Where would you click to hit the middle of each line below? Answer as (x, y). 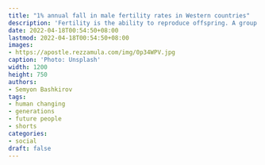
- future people (35, 119)
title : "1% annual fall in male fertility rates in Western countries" (129, 15)
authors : (23, 82)
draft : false (30, 148)
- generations (32, 112)
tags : (17, 97)
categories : (28, 133)
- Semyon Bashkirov (40, 89)
